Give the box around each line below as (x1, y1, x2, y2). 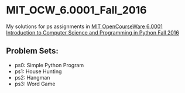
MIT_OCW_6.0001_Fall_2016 (6, 4, 148, 17)
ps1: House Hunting (14, 68, 62, 75)
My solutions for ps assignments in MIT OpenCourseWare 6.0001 (6, 23, 163, 30)
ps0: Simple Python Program (14, 61, 84, 68)
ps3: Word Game (14, 80, 56, 87)
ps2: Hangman (14, 74, 50, 81)
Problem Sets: (6, 46, 59, 56)
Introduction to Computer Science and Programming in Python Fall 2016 (6, 29, 180, 36)
